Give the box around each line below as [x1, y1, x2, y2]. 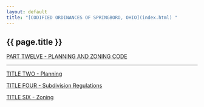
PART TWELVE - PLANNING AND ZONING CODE [6, 53, 127, 60]
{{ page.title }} [6, 37, 63, 47]
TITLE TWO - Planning [6, 70, 63, 77]
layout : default [6, 8, 47, 15]
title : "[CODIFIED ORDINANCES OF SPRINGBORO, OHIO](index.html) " [6, 15, 178, 21]
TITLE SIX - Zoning [6, 94, 54, 101]
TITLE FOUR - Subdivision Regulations [6, 82, 103, 89]
